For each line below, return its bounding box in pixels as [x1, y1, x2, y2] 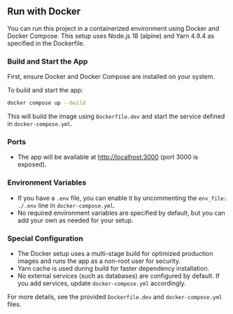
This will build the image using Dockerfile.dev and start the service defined [7, 112, 225, 120]
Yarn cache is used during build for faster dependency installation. [17, 264, 210, 272]
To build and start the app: [7, 86, 83, 94]
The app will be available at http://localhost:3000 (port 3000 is [17, 153, 198, 162]
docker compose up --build [7, 99, 86, 107]
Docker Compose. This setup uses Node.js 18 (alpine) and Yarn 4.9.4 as [7, 31, 215, 40]
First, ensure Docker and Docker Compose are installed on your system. [7, 73, 216, 81]
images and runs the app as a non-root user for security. [17, 257, 181, 265]
